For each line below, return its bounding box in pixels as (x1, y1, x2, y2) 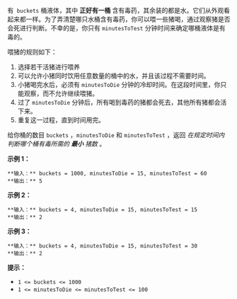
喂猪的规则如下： (7, 48, 57, 56)
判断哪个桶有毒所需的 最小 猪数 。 (7, 140, 106, 148)
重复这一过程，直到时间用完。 (17, 116, 105, 124)
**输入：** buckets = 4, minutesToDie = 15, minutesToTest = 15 (7, 206, 198, 213)
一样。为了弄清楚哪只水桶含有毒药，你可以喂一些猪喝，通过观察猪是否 (25, 15, 231, 23)
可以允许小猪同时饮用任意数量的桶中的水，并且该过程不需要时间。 (17, 71, 210, 80)
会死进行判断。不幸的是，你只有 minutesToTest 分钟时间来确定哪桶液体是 (7, 24, 219, 32)
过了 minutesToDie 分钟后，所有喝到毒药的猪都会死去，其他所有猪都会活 (17, 98, 227, 106)
